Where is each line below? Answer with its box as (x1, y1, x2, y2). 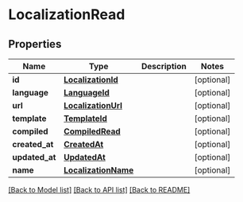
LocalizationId (63, 74, 119, 85)
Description (141, 61, 187, 72)
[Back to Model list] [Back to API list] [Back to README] (8, 185, 191, 194)
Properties (8, 37, 62, 51)
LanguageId (63, 87, 110, 98)
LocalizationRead (8, 6, 125, 24)
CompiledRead (63, 126, 121, 137)
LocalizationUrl (63, 100, 123, 111)
